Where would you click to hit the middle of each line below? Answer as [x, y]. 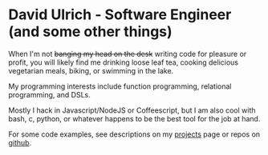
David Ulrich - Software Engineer [120, 15]
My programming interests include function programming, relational [120, 86]
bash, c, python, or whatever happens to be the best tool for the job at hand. [134, 118]
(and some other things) [90, 32]
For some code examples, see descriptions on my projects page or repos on [134, 134]
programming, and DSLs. [49, 94]
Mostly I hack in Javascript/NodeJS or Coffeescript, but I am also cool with [132, 110]
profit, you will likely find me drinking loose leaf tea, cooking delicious [124, 62]
